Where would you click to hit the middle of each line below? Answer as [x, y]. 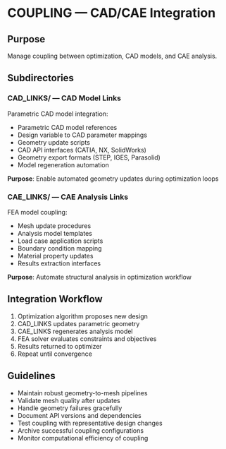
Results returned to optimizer [59, 346]
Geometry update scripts [54, 142]
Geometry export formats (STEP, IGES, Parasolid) [89, 157]
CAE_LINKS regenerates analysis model [75, 331]
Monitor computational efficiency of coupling [83, 438]
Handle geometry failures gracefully [70, 408]
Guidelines [31, 376]
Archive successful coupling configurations [81, 430]
